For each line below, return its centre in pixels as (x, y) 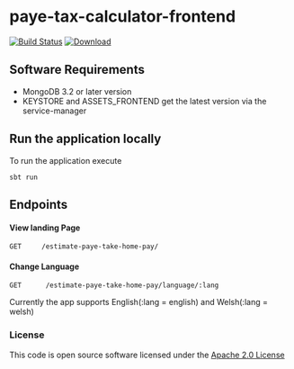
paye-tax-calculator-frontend (123, 17)
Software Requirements (77, 70)
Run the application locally (85, 139)
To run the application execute (66, 160)
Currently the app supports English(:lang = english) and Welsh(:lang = (138, 302)
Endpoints (39, 204)
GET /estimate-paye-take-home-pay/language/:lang (114, 285)
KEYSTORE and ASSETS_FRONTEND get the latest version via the (144, 101)
